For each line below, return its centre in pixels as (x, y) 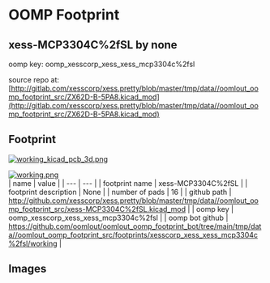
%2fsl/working (33, 243)
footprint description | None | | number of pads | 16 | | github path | (120, 192)
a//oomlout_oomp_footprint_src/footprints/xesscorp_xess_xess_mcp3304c (133, 234)
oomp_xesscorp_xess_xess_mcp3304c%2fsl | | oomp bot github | (118, 218)
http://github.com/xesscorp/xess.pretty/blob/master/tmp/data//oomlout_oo (134, 201)
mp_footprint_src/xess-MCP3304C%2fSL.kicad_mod (97, 209)
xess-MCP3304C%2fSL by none (93, 45)
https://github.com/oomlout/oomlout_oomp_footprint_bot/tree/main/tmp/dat (135, 226)
